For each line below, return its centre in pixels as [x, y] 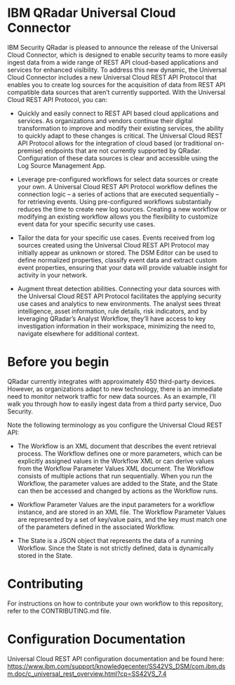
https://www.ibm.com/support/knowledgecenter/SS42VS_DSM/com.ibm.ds [116, 666]
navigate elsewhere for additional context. [78, 333]
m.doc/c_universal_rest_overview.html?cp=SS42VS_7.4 [87, 674]
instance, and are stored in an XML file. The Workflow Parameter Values [121, 512]
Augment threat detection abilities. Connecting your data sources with [119, 288]
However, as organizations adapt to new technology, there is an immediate [115, 389]
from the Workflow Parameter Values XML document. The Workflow [116, 468]
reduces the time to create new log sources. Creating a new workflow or [122, 209]
